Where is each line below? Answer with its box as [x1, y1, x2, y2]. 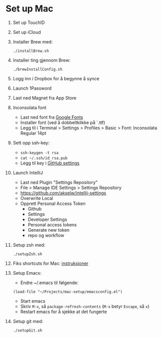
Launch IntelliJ [12, 169, 43, 175]
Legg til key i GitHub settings [20, 160, 80, 166]
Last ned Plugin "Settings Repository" [20, 179, 98, 185]
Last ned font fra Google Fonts [20, 114, 83, 120]
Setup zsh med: [12, 242, 45, 248]
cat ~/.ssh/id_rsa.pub [20, 156, 68, 161]
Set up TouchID [12, 19, 45, 25]
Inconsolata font [12, 104, 46, 110]
